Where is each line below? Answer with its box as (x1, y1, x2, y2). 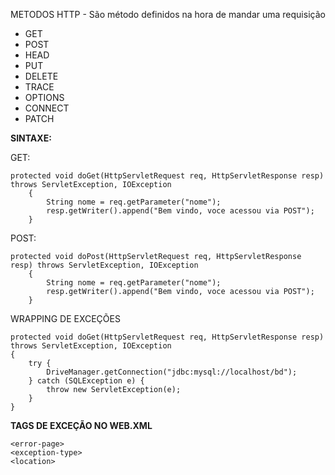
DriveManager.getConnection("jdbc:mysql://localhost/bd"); (46, 367, 298, 377)
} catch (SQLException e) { (28, 376, 145, 386)
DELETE (24, 70, 59, 82)
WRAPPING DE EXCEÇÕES (10, 313, 121, 324)
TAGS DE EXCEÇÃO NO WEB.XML (10, 420, 153, 431)
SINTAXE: (10, 132, 52, 144)
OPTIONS (24, 92, 65, 103)
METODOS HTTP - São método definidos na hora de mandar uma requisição (10, 9, 326, 20)
